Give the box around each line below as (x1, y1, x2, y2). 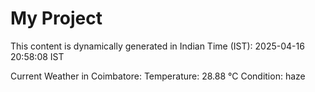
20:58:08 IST (10, 50, 65, 62)
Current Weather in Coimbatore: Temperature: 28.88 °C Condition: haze (10, 70, 306, 82)
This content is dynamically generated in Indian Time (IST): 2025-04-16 (10, 40, 305, 52)
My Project (10, 7, 103, 30)
